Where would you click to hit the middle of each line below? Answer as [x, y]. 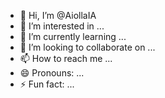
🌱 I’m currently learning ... [73, 36]
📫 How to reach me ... [66, 58]
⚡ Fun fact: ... [47, 84]
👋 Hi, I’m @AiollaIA [58, 15]
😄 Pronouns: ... [52, 73]
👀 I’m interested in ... [62, 26]
